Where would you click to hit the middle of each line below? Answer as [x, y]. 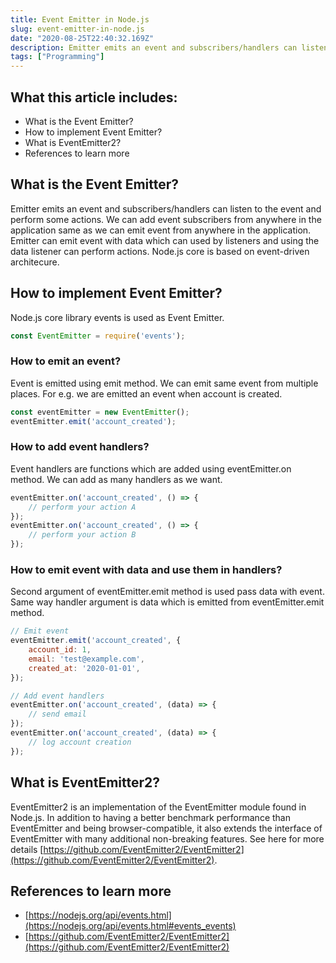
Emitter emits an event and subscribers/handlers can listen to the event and [166, 208]
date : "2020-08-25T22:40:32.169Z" [82, 38]
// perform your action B [82, 535]
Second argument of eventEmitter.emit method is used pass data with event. [167, 592]
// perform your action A [82, 507]
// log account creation [80, 742]
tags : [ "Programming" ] [57, 57]
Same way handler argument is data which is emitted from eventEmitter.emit [167, 602]
